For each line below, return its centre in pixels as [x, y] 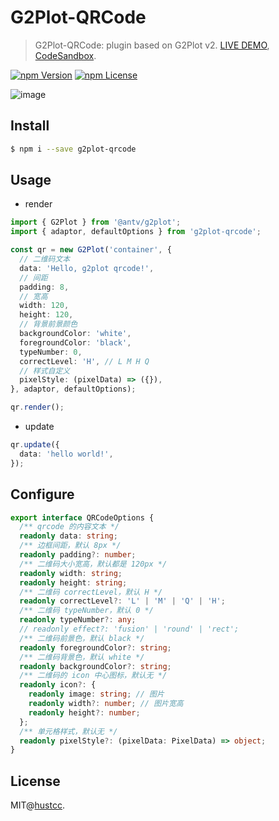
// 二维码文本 [45, 259]
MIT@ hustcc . [37, 805]
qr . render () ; [37, 407]
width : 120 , [44, 306]
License [35, 781]
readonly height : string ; [73, 582]
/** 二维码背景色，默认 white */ [82, 657]
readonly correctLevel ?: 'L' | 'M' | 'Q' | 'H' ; [122, 601]
